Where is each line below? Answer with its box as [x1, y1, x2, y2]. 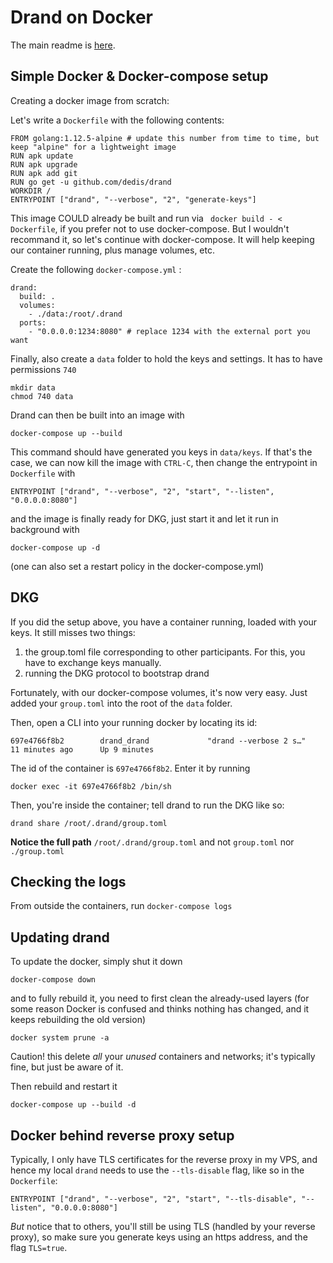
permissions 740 [10, 363, 77, 375]
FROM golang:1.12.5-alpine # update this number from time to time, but [10, 133, 320, 143]
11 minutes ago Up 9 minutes [10, 744, 155, 755]
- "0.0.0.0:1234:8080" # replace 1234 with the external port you [28, 326, 311, 336]
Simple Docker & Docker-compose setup [10, 68, 269, 85]
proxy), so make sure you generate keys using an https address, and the [10, 1231, 308, 1243]
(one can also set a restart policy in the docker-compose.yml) [10, 560, 265, 572]
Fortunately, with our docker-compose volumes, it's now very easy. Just [10, 686, 308, 698]
